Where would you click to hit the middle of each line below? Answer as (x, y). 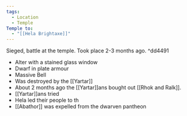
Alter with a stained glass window (56, 62)
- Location (25, 17)
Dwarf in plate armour (42, 68)
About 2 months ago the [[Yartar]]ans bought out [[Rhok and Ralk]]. (98, 87)
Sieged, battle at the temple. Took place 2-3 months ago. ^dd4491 (88, 51)
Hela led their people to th (47, 100)
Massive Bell (30, 75)
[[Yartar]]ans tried (37, 94)
